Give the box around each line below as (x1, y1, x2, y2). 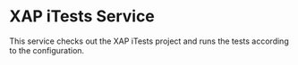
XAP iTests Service (9, 6, 155, 27)
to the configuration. (9, 45, 85, 55)
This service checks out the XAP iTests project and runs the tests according (9, 36, 289, 46)
